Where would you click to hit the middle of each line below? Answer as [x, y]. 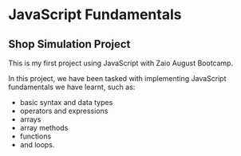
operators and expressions [64, 111]
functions [36, 136]
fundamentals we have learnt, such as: [72, 87]
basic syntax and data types [66, 102]
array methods [44, 128]
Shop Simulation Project [69, 44]
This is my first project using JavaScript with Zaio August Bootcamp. [121, 63]
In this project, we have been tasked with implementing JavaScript [117, 78]
